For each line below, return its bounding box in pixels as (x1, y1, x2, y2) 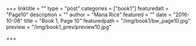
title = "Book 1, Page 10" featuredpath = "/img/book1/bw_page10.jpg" (23, 17, 191, 24)
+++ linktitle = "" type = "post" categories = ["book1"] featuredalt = (6, 5, 169, 12)
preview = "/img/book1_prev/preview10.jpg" (6, 23, 111, 30)
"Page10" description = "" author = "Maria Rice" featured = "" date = (6, 11, 172, 18)
